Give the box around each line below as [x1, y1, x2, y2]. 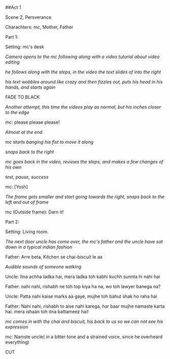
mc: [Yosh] [5, 184, 28, 190]
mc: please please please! [5, 119, 60, 125]
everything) [5, 339, 29, 345]
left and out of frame [5, 199, 49, 205]
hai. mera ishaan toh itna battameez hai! [5, 309, 89, 315]
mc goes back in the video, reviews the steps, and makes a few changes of [5, 159, 163, 164]
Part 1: [5, 34, 19, 40]
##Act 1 [5, 5, 21, 10]
